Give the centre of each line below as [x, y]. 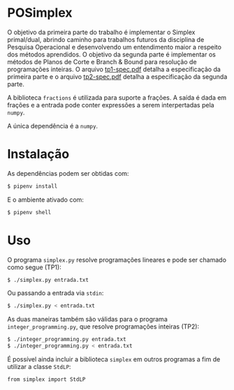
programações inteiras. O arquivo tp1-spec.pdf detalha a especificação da [114, 69]
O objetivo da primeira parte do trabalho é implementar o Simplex [101, 32]
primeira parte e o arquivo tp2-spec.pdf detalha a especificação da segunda [117, 76]
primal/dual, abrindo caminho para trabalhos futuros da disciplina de [106, 39]
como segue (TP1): [34, 267]
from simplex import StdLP [46, 380]
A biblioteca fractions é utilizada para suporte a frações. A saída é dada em [117, 97]
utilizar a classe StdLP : [39, 367]
